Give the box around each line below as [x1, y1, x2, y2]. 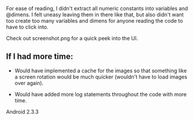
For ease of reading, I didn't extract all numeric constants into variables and [6, 5, 188, 12]
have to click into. [6, 23, 49, 30]
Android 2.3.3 [6, 108, 39, 115]
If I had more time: [6, 52, 74, 62]
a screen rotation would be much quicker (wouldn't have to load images [14, 73, 188, 80]
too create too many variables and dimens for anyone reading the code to [6, 17, 183, 24]
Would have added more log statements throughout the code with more [14, 90, 187, 98]
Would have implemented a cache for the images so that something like [14, 67, 187, 74]
